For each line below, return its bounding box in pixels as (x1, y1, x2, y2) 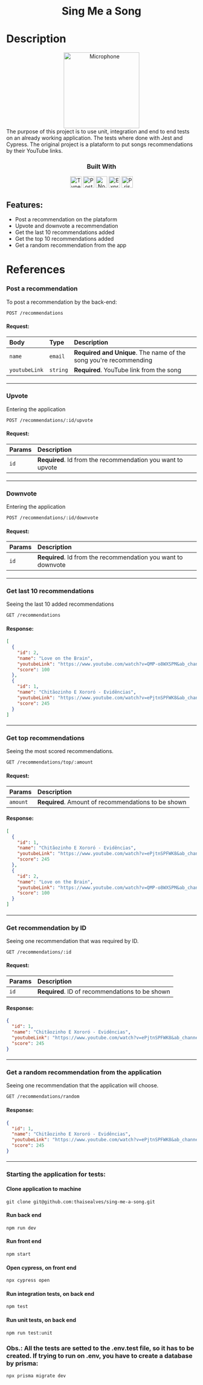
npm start (6, 1251, 31, 1258)
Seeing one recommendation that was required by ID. (6, 937, 139, 944)
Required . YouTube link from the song (74, 366, 182, 374)
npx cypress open (6, 1278, 50, 1284)
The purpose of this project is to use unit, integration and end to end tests (6, 128, 190, 135)
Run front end (6, 1238, 42, 1245)
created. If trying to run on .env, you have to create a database (6, 1351, 193, 1360)
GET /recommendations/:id (6, 949, 71, 955)
